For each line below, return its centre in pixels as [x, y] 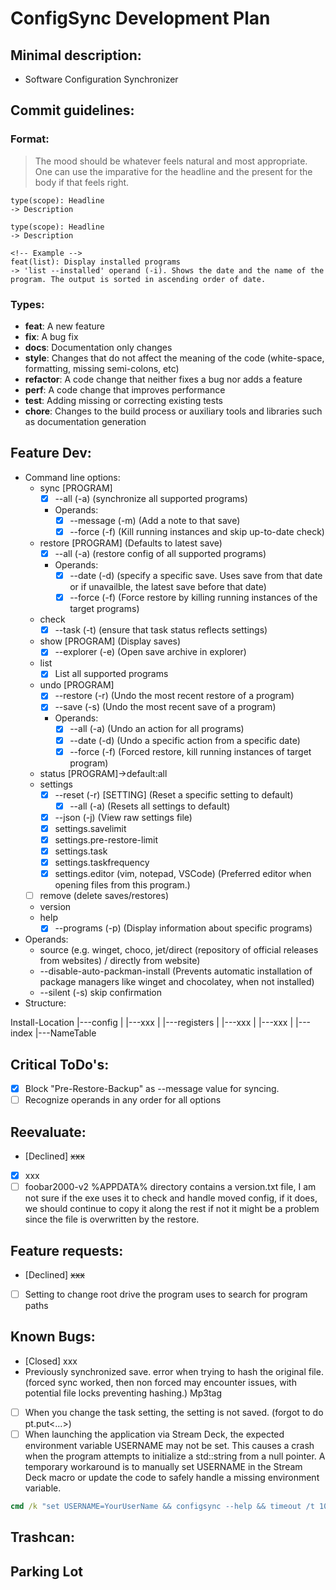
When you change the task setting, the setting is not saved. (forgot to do [174, 1412]
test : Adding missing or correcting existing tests [124, 400]
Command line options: [72, 477]
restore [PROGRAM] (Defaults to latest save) [131, 543]
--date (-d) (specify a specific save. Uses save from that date [196, 576]
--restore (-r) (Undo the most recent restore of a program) [174, 696]
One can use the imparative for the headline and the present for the [173, 171]
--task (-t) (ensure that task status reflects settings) [161, 630]
